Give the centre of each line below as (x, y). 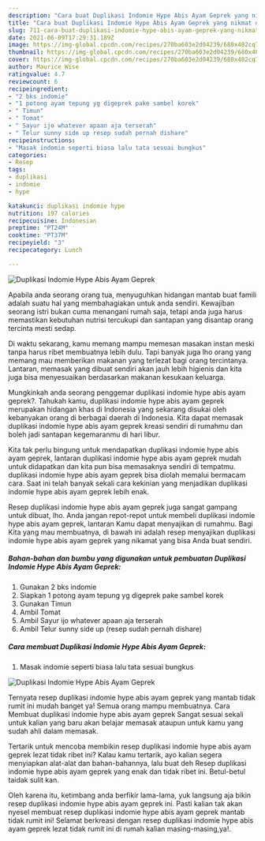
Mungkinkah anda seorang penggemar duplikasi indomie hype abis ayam (127, 392)
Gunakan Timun (45, 603)
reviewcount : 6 (33, 81)
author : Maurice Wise (44, 67)
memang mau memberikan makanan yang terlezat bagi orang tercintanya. (128, 360)
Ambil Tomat (40, 612)
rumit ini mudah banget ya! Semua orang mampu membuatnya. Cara (119, 706)
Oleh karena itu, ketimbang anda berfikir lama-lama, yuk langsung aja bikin (130, 795)
